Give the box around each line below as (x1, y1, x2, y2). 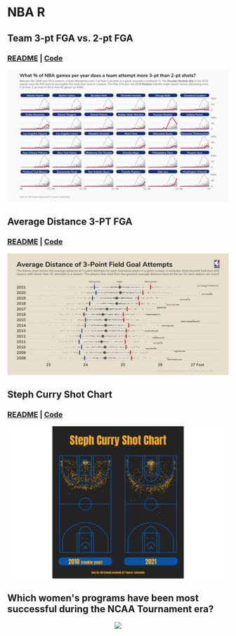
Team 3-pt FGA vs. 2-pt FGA (7, 32, 133, 44)
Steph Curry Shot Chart (7, 389, 112, 401)
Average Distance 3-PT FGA (7, 216, 133, 228)
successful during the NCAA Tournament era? (7, 603, 214, 615)
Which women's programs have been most (7, 592, 199, 604)
